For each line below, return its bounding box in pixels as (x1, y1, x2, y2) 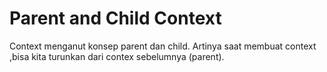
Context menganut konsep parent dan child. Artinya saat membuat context (9, 40, 317, 52)
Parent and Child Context (9, 7, 222, 30)
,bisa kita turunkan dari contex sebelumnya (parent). (9, 50, 225, 62)
